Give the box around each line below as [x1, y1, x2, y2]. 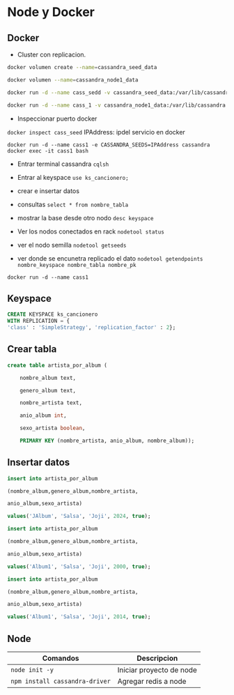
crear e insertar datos [17, 186, 80, 195]
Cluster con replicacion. [17, 50, 86, 59]
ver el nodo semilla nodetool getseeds [17, 240, 127, 249]
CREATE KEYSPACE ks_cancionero [7, 311, 98, 318]
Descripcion [136, 653, 178, 663]
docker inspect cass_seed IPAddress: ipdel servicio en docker [7, 128, 186, 136]
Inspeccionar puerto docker [17, 114, 97, 123]
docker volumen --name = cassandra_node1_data [7, 76, 139, 84]
